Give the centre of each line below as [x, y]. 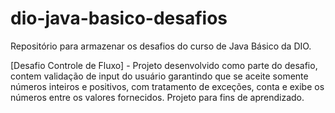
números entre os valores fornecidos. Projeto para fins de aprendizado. [157, 97]
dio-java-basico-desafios [119, 18]
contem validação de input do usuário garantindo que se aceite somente [159, 76]
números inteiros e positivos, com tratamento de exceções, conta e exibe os [167, 86]
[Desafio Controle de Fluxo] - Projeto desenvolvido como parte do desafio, [164, 65]
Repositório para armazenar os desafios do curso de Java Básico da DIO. [161, 46]
